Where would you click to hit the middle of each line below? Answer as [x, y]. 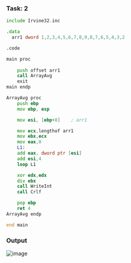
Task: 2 [17, 8]
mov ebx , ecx [32, 137]
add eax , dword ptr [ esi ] [50, 153]
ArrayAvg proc [24, 98]
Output [17, 240]
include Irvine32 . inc [33, 21]
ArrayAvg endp [24, 214]
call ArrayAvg [35, 76]
